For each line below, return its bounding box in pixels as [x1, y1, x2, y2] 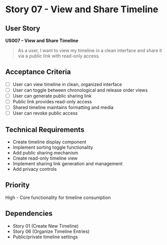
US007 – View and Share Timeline [5, 37, 79, 43]
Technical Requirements [5, 125, 85, 134]
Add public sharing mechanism [12, 150, 78, 155]
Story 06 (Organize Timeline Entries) [12, 228, 90, 234]
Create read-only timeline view [12, 155, 78, 161]
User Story [5, 24, 40, 33]
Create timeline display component [12, 139, 86, 145]
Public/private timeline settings [12, 234, 78, 240]
